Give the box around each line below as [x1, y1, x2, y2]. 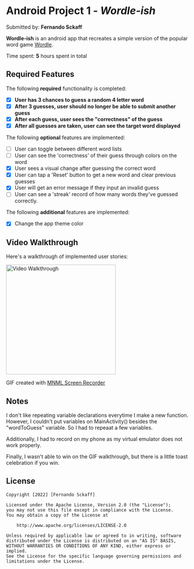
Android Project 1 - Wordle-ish [6, 4, 156, 18]
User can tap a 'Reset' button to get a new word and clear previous [14, 172, 176, 179]
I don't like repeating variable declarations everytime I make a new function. [6, 412, 189, 419]
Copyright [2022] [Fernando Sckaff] [6, 492, 95, 498]
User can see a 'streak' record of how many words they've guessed [14, 191, 178, 198]
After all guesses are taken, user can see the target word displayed [14, 122, 181, 129]
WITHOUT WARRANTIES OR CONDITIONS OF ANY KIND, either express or [6, 543, 171, 549]
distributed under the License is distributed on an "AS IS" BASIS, [6, 537, 176, 544]
